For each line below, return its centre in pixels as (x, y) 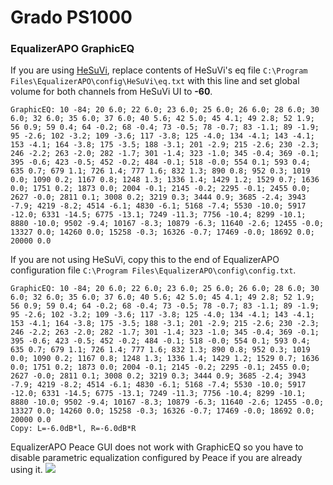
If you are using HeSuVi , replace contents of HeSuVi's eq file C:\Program (159, 70)
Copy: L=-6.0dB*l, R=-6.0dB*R (73, 429)
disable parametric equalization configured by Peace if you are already (156, 458)
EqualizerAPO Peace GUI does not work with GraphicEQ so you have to (157, 447)
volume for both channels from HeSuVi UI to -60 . (111, 92)
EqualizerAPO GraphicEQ (72, 49)
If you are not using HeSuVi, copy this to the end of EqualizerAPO (145, 260)
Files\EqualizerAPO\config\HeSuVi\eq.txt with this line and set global (155, 81)
